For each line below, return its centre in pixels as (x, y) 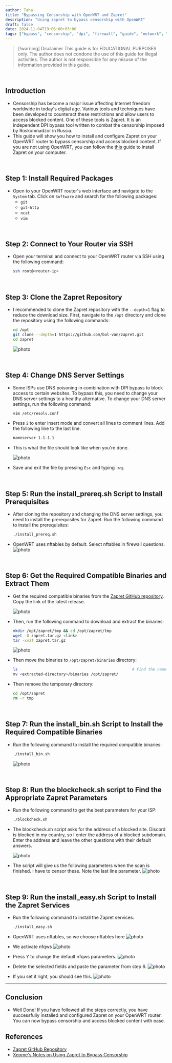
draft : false (19, 24)
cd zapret (23, 339)
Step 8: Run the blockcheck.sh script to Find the (84, 790)
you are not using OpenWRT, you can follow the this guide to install (83, 147)
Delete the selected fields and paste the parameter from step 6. (80, 967)
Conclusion (24, 998)
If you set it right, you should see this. (52, 976)
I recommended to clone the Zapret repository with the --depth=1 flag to (89, 310)
